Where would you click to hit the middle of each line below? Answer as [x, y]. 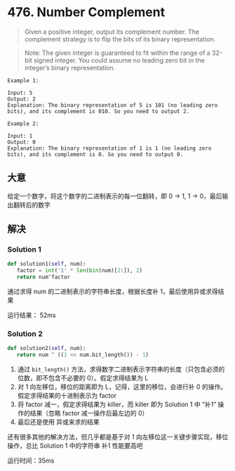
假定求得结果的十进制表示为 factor [67, 396]
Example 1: [23, 80]
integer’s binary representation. [70, 67]
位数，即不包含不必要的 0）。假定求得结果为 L [83, 378]
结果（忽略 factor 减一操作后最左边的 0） [89, 413]
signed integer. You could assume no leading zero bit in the [119, 60]
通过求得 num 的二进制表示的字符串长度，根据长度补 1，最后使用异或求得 [113, 292]
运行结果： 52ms [32, 315]
